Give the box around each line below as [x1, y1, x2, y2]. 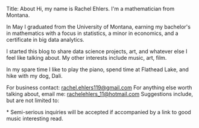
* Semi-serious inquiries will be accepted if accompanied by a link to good [6, 109, 191, 115]
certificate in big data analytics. [6, 36, 84, 43]
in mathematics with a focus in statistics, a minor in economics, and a [6, 30, 179, 37]
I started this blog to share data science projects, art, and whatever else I [6, 48, 188, 55]
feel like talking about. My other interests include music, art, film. [6, 54, 167, 61]
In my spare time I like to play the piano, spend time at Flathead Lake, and [6, 66, 189, 73]
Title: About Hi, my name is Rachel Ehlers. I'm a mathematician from [6, 5, 175, 12]
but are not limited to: [6, 97, 59, 104]
